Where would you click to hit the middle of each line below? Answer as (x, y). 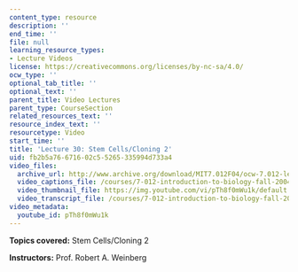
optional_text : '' (43, 91)
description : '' (39, 26)
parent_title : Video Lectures (65, 100)
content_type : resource (53, 17)
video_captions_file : (57, 183)
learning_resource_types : (57, 51)
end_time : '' (33, 34)
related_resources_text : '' (61, 116)
